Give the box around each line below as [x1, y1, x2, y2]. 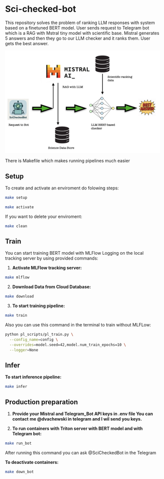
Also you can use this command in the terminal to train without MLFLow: [5, 322, 151, 327]
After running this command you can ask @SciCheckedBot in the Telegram [5, 450, 156, 455]
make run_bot [5, 441, 32, 446]
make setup [5, 195, 27, 200]
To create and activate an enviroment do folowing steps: [5, 185, 119, 191]
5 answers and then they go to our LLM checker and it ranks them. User [5, 35, 151, 41]
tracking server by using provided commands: [5, 255, 98, 261]
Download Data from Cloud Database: [12, 284, 91, 290]
